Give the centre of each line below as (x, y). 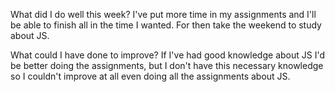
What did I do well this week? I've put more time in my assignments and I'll (163, 14)
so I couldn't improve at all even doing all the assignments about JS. (150, 76)
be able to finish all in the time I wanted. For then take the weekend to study (166, 25)
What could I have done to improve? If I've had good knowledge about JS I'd (167, 55)
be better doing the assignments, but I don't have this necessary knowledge (167, 65)
